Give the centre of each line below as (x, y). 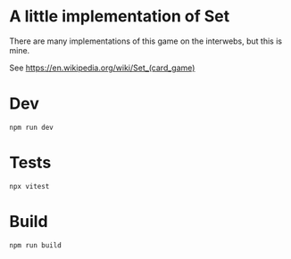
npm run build (36, 245)
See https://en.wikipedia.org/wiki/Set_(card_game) (102, 68)
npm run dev (31, 127)
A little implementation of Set (120, 16)
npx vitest (29, 186)
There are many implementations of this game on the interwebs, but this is (146, 41)
